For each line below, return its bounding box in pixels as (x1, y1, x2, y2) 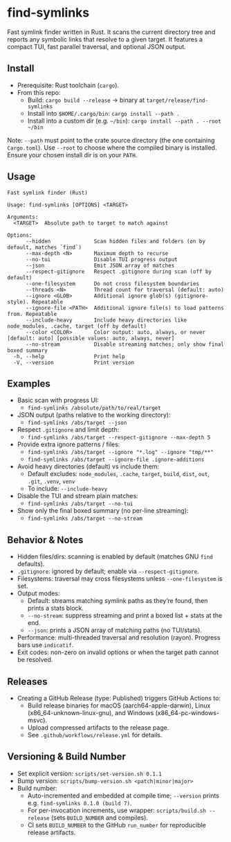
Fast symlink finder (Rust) (7, 189, 89, 196)
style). (7, 298, 30, 306)
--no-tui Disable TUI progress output (25, 256, 178, 263)
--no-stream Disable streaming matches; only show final (25, 341, 225, 348)
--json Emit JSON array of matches (25, 262, 175, 269)
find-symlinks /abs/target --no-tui (27, 500, 133, 507)
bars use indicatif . (17, 641, 74, 649)
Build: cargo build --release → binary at (27, 96, 145, 104)
